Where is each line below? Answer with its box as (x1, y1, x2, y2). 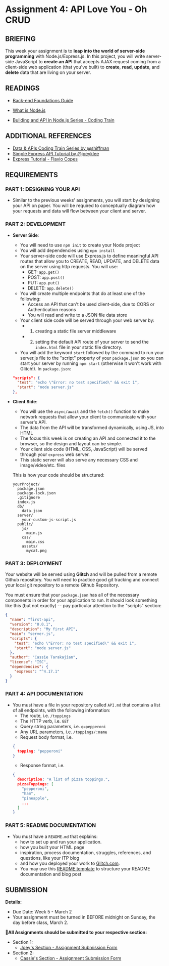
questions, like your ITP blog (20, 855, 80, 861)
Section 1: (12, 939, 33, 945)
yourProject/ (12, 482, 40, 487)
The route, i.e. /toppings (20, 712, 71, 719)
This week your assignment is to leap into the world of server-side (5, 48, 145, 54)
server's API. (20, 419, 47, 426)
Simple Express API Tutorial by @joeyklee (12, 150, 99, 156)
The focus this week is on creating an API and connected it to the (20, 435, 156, 441)
